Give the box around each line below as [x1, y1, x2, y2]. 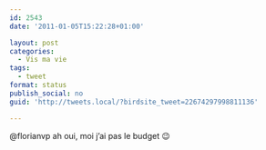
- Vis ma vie [17, 55, 67, 65]
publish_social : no [9, 88, 84, 98]
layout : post [9, 38, 59, 47]
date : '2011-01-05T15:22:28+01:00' [9, 22, 145, 31]
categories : [9, 46, 55, 55]
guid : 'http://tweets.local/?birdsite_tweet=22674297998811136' [9, 97, 259, 106]
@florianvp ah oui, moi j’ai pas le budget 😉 [9, 130, 170, 141]
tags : [9, 64, 30, 73]
